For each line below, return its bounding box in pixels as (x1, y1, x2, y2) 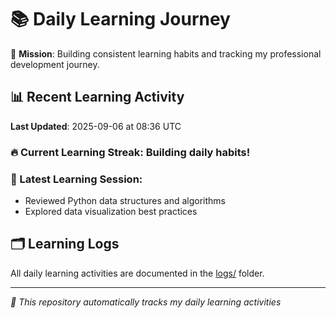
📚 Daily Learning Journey (10, 8, 231, 31)
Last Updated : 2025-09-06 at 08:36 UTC (10, 120, 182, 132)
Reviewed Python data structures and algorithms (24, 194, 226, 206)
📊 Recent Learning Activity (10, 89, 185, 106)
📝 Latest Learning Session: (10, 172, 143, 186)
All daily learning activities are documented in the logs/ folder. (10, 267, 265, 279)
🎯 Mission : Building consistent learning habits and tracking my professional (10, 47, 322, 60)
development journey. (10, 58, 100, 70)
